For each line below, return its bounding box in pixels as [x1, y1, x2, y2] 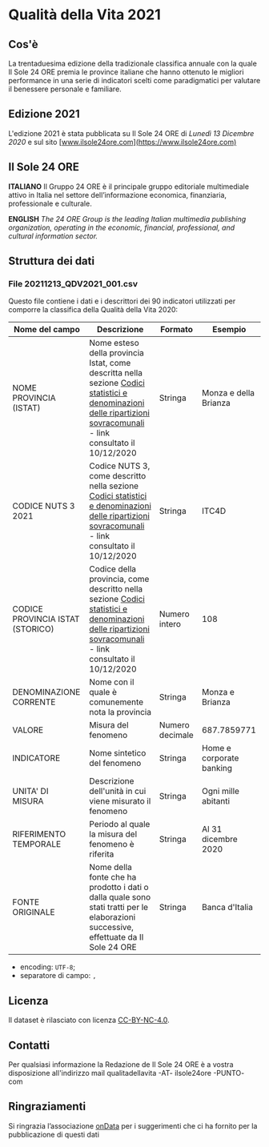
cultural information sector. [8, 231, 98, 241]
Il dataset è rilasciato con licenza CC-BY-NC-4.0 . [8, 1015, 170, 1025]
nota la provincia [89, 707, 152, 718]
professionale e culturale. [8, 199, 92, 208]
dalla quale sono [89, 892, 151, 903]
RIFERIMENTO [12, 828, 66, 840]
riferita [89, 848, 114, 860]
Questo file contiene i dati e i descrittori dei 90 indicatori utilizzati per [8, 296, 236, 306]
